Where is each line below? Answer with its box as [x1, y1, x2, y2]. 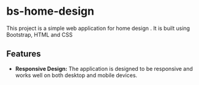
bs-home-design [6, 4, 95, 18]
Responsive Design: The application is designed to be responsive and [15, 65, 193, 72]
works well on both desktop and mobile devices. [15, 72, 138, 79]
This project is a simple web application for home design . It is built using [6, 24, 190, 32]
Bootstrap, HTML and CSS [6, 31, 73, 38]
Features [6, 49, 41, 59]
